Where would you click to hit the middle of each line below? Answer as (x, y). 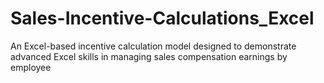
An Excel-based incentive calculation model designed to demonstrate (153, 46)
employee (31, 67)
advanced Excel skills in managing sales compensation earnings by (149, 56)
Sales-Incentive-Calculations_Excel (162, 18)
